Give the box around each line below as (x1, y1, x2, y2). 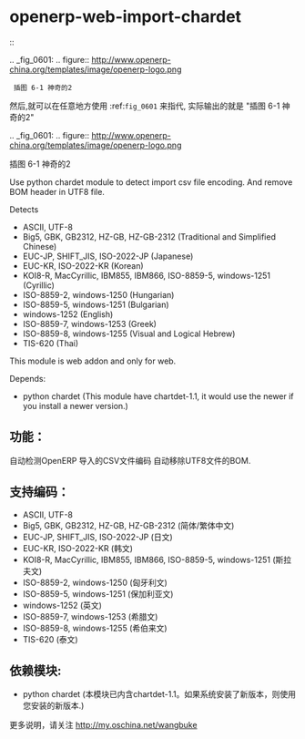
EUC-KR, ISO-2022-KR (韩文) (22, 542, 134, 553)
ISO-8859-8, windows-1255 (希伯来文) (22, 622, 168, 633)
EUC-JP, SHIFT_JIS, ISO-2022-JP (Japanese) (22, 251, 194, 262)
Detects (9, 203, 39, 215)
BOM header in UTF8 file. (9, 186, 105, 197)
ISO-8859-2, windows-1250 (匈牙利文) (22, 577, 168, 588)
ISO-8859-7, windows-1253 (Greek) (22, 318, 158, 329)
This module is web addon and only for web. (9, 355, 177, 366)
